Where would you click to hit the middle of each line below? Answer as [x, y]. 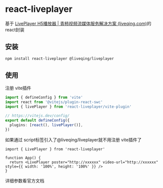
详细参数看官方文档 [25, 181]
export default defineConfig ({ [37, 120]
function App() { [23, 158]
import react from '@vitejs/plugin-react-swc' [54, 102]
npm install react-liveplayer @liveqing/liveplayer [59, 59]
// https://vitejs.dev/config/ [37, 116]
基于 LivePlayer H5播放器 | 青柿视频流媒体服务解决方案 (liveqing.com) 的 [78, 23]
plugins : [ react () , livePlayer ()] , [46, 125]
